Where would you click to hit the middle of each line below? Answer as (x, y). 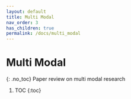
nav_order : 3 (22, 22)
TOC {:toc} (28, 90)
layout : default (26, 11)
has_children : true (30, 28)
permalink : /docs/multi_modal (44, 34)
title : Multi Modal (30, 17)
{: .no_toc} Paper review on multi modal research (66, 79)
